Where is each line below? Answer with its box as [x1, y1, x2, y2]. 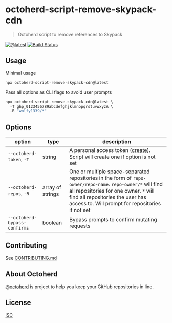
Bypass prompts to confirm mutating [69, 216, 157, 223]
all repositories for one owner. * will [69, 187, 155, 195]
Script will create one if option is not [69, 153, 156, 160]
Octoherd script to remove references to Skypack [17, 31, 123, 37]
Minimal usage [5, 70, 36, 76]
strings [42, 191, 59, 198]
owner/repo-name [69, 182, 109, 188]
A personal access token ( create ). [69, 147, 151, 154]
